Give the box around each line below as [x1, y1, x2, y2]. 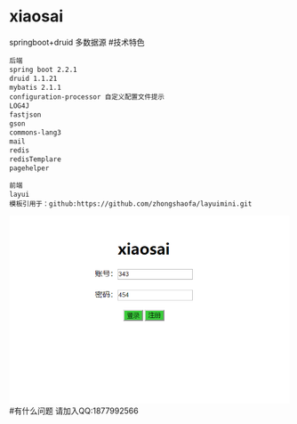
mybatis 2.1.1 [9, 83, 62, 92]
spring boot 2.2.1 [9, 65, 77, 74]
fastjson [9, 110, 42, 119]
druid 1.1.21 [9, 74, 58, 83]
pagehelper [9, 163, 50, 173]
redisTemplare [9, 154, 62, 164]
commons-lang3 [9, 127, 62, 137]
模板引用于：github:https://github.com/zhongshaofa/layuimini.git [9, 199, 253, 208]
